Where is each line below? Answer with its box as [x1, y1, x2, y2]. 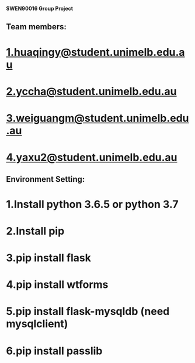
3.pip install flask [6, 252, 92, 264]
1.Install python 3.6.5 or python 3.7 [6, 198, 179, 211]
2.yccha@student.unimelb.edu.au [6, 84, 177, 98]
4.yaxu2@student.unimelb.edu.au [6, 151, 177, 164]
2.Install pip [6, 224, 65, 238]
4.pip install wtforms [6, 278, 109, 291]
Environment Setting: [6, 174, 85, 184]
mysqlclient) [6, 317, 68, 331]
